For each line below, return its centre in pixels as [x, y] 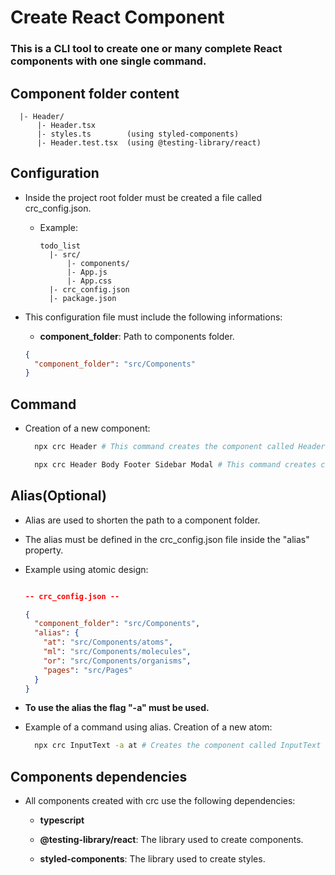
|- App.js [87, 272]
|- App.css [89, 281]
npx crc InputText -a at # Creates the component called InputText [178, 746]
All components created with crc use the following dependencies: [160, 801]
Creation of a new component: [87, 428]
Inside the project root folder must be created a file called [143, 197]
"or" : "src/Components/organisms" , [117, 661]
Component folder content [95, 93]
